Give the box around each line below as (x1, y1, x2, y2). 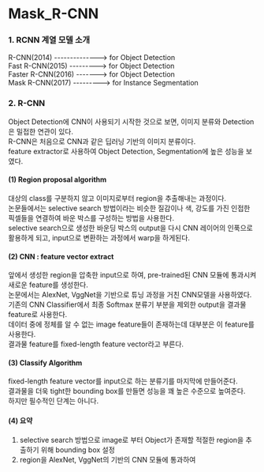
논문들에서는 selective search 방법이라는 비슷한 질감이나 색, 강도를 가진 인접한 (8, 203, 251, 213)
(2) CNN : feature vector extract (8, 251, 114, 261)
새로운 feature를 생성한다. (8, 280, 88, 289)
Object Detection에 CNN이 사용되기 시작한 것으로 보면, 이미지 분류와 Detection (8, 116, 255, 126)
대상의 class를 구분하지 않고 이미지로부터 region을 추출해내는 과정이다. (8, 193, 227, 202)
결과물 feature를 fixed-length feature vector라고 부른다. (8, 339, 184, 349)
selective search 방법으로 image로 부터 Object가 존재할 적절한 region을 (19, 435, 244, 444)
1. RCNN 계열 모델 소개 (8, 35, 91, 46)
